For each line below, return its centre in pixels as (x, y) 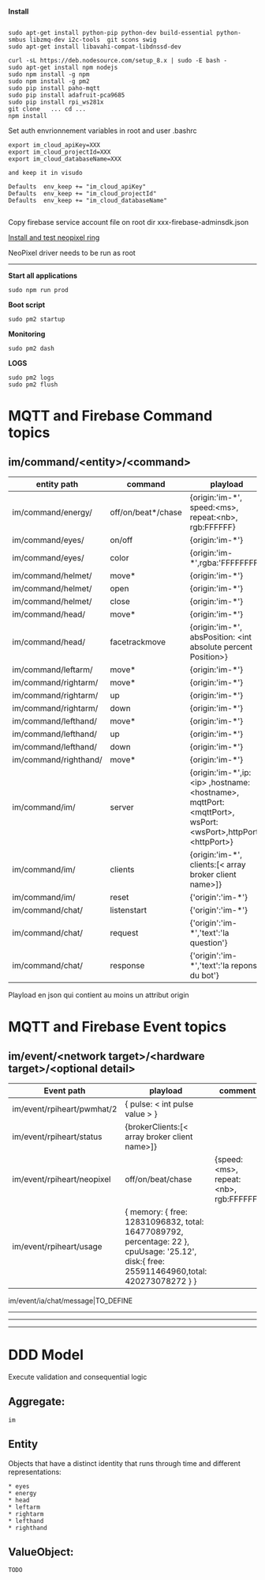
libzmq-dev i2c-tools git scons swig (93, 40)
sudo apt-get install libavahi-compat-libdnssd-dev (95, 47)
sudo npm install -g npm (49, 74)
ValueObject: (41, 1552)
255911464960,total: (166, 1271)
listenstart (129, 910)
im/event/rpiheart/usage (57, 1246)
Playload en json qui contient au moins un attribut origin (99, 995)
